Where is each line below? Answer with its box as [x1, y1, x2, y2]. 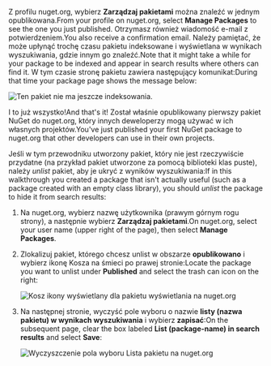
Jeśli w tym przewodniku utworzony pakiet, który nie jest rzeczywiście [8, 149, 244, 158]
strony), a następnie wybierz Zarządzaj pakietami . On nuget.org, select [19, 217, 257, 226]
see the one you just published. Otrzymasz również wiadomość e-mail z [8, 24, 248, 33]
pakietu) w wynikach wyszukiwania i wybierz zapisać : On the [19, 316, 229, 325]
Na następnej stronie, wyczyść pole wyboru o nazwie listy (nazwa [19, 307, 243, 316]
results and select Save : [19, 333, 103, 342]
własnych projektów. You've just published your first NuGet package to [8, 125, 243, 134]
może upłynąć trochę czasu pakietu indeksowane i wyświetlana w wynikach [8, 41, 262, 51]
